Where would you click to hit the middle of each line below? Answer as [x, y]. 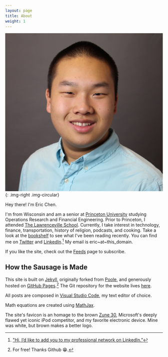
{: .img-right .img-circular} [32, 195]
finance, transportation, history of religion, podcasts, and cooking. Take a [81, 230]
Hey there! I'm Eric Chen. [31, 205]
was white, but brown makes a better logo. [49, 325]
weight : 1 [15, 21]
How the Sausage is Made [46, 267]
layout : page [19, 11]
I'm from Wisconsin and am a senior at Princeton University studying [76, 214]
